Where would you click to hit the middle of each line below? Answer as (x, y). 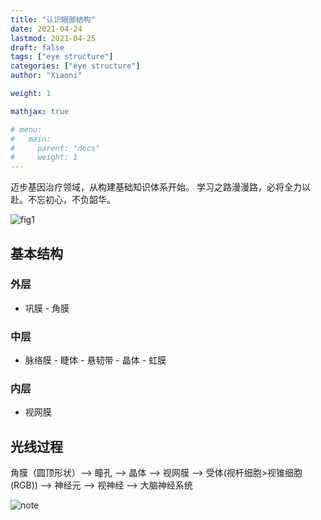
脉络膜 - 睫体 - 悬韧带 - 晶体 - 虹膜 (95, 360)
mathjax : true (40, 111)
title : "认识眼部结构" (53, 19)
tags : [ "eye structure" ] (62, 57)
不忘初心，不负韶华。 (71, 200)
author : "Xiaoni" (46, 76)
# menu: (26, 129)
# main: (31, 139)
